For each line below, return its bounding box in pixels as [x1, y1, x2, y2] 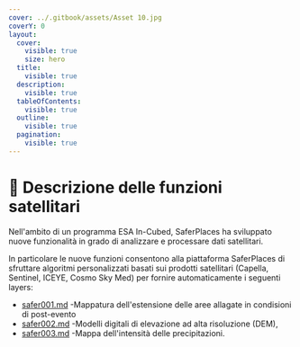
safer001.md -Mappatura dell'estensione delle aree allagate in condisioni [21, 298, 292, 310]
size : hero [24, 55, 66, 64]
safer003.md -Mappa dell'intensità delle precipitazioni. [21, 327, 226, 338]
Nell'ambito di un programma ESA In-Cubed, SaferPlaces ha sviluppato [8, 226, 272, 236]
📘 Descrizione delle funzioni [8, 177, 223, 198]
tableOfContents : [16, 96, 82, 106]
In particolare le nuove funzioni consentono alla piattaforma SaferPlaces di [8, 253, 286, 263]
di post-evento [21, 308, 77, 319]
